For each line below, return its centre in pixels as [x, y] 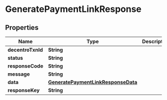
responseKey [24, 90]
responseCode [26, 66]
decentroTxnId [25, 50]
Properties [22, 28]
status [15, 58]
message [19, 74]
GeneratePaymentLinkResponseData [93, 82]
